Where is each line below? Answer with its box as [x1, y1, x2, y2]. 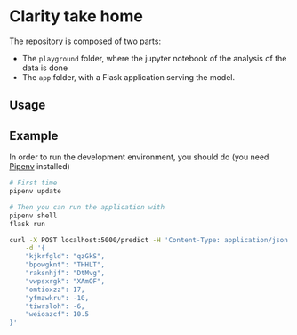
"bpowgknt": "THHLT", [25, 260, 105, 269]
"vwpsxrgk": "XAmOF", [25, 276, 105, 286]
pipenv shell [9, 211, 58, 220]
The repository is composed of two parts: [9, 36, 162, 46]
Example [9, 127, 59, 143]
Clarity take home [9, 6, 144, 27]
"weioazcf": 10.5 [25, 310, 90, 319]
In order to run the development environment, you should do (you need [9, 151, 269, 162]
